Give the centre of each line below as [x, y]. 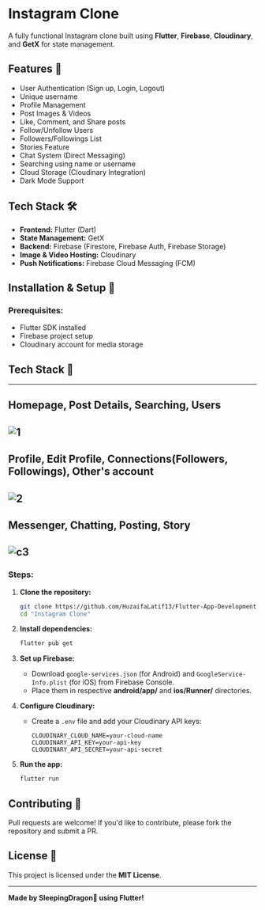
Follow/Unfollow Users [56, 130]
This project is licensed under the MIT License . [85, 874]
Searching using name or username [78, 164]
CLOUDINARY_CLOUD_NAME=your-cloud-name [97, 736]
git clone [36, 606]
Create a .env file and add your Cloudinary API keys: [116, 722]
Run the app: [41, 764]
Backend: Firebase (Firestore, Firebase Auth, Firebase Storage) [123, 246]
